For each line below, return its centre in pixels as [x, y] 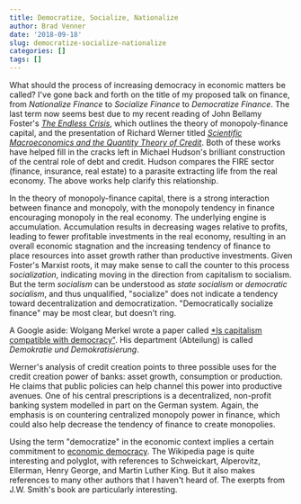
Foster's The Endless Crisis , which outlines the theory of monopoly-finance [149, 123]
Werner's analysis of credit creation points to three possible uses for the [143, 367]
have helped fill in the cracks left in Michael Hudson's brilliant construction [147, 152]
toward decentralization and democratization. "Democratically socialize [142, 303]
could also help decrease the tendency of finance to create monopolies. [142, 424]
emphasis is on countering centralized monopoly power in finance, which [145, 414]
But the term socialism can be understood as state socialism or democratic [148, 284]
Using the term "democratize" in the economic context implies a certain [142, 441]
